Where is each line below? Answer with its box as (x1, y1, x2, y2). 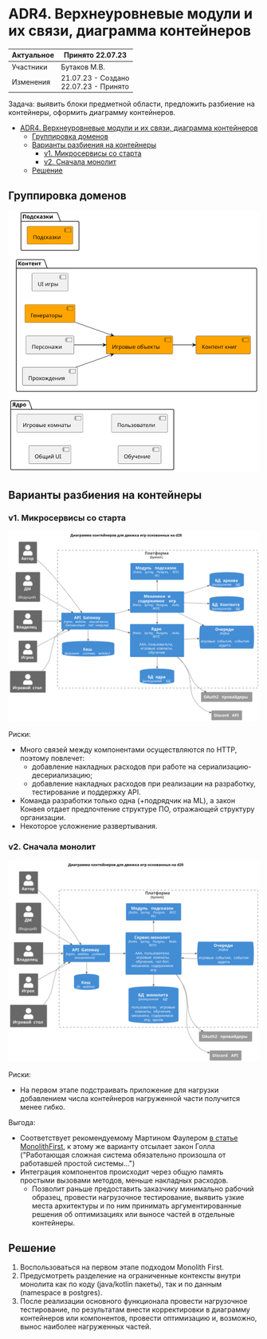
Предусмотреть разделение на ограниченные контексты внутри (19, 1270, 241, 1280)
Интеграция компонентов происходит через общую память (19, 1167, 224, 1177)
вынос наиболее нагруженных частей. (19, 1321, 151, 1331)
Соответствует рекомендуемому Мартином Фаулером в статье (19, 1133, 238, 1143)
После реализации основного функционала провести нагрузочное (19, 1296, 248, 1305)
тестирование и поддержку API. (31, 787, 141, 797)
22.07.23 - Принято (61, 81, 130, 91)
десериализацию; (31, 771, 93, 780)
